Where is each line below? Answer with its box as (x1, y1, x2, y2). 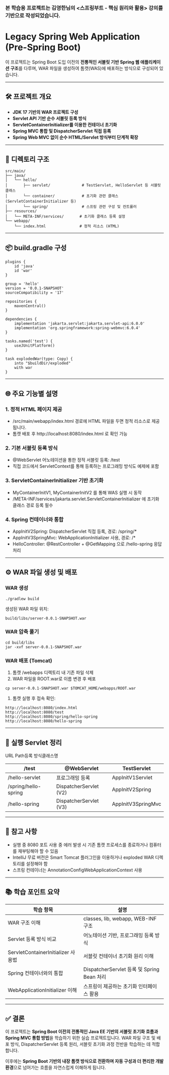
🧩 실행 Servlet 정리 (5, 738, 62, 747)
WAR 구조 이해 (8, 919, 41, 926)
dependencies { (5, 317, 37, 322)
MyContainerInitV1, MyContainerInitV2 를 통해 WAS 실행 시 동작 (12, 489, 142, 495)
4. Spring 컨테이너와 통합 (5, 516, 64, 523)
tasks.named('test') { (5, 339, 53, 344)
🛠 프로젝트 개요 (5, 92, 52, 101)
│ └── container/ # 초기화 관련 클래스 (5, 194, 119, 199)
